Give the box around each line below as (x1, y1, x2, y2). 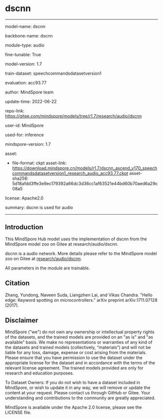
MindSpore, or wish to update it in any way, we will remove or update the (5, 385, 150, 390)
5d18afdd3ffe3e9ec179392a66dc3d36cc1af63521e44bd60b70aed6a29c (12, 180, 158, 186)
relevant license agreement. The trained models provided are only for (5, 365, 144, 371)
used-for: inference (5, 132, 44, 138)
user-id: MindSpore (5, 122, 44, 128)
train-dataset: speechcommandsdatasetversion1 (5, 70, 102, 76)
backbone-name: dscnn (5, 32, 53, 39)
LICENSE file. (5, 410, 32, 416)
